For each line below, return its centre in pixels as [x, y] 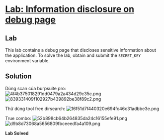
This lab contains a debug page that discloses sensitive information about [81, 50]
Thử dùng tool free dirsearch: [35, 109]
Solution [18, 76]
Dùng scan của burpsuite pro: [36, 88]
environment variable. [27, 61]
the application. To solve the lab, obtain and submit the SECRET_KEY [73, 55]
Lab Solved [17, 133]
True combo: [18, 118]
